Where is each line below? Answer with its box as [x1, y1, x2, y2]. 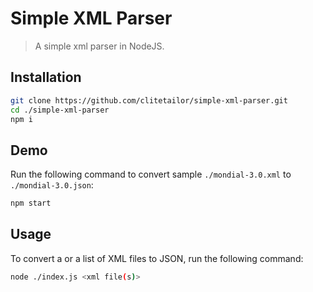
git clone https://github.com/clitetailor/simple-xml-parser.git [10, 95, 288, 106]
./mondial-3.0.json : [10, 179, 94, 191]
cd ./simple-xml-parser [10, 105, 110, 115]
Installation [10, 69, 82, 86]
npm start [10, 198, 52, 209]
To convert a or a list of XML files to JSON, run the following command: [10, 252, 304, 264]
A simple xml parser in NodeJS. [34, 40, 165, 52]
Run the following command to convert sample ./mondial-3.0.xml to [10, 168, 292, 181]
